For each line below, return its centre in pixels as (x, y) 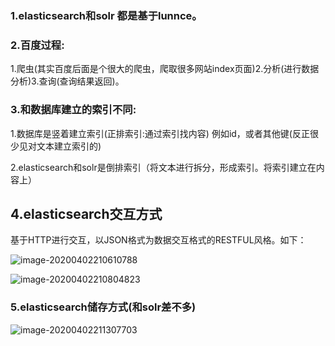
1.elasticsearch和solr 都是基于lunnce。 (106, 15)
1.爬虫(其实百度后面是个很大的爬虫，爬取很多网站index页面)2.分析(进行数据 (165, 69)
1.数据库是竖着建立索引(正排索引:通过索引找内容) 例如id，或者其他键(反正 (160, 133)
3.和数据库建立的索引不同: (73, 110)
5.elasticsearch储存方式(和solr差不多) (103, 307)
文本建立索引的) (69, 146)
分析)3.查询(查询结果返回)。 (67, 81)
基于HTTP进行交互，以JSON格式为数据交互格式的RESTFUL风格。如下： (158, 240)
